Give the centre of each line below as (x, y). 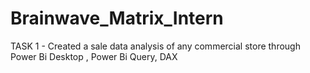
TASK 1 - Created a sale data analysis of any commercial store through (155, 46)
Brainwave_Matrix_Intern (117, 18)
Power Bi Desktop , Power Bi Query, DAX (94, 56)
